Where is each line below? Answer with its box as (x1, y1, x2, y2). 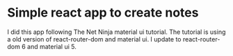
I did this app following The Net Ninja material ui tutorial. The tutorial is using (7, 28, 226, 36)
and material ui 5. (26, 42, 77, 50)
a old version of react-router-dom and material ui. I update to (7, 35, 182, 43)
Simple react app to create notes (7, 5, 199, 21)
